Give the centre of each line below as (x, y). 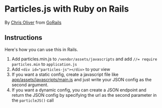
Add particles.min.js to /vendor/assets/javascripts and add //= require (84, 59)
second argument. (30, 85)
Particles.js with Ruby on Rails (67, 9)
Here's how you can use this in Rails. (41, 49)
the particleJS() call (33, 100)
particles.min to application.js (44, 64)
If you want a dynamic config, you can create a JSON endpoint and (79, 90)
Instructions (23, 38)
